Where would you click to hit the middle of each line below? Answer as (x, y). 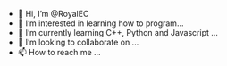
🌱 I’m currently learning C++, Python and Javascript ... (118, 33)
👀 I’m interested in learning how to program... (101, 23)
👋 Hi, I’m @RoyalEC (53, 14)
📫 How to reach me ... (59, 52)
